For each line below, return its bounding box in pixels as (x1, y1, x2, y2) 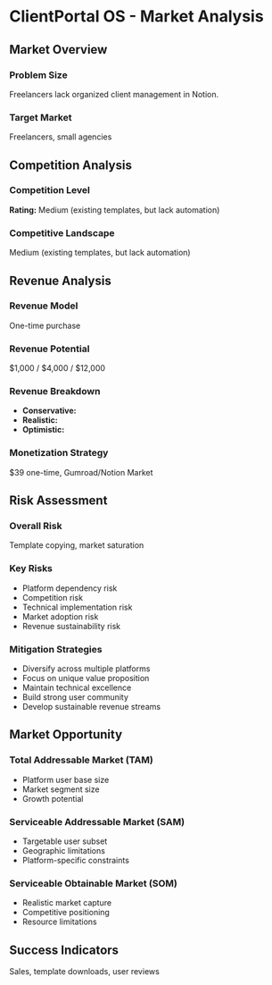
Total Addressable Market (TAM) (9, 753, 153, 766)
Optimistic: (21, 425, 65, 435)
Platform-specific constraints (21, 855, 129, 865)
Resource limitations (21, 916, 97, 927)
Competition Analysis (9, 157, 132, 173)
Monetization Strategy (9, 447, 109, 459)
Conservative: (21, 405, 78, 417)
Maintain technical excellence (21, 682, 132, 694)
